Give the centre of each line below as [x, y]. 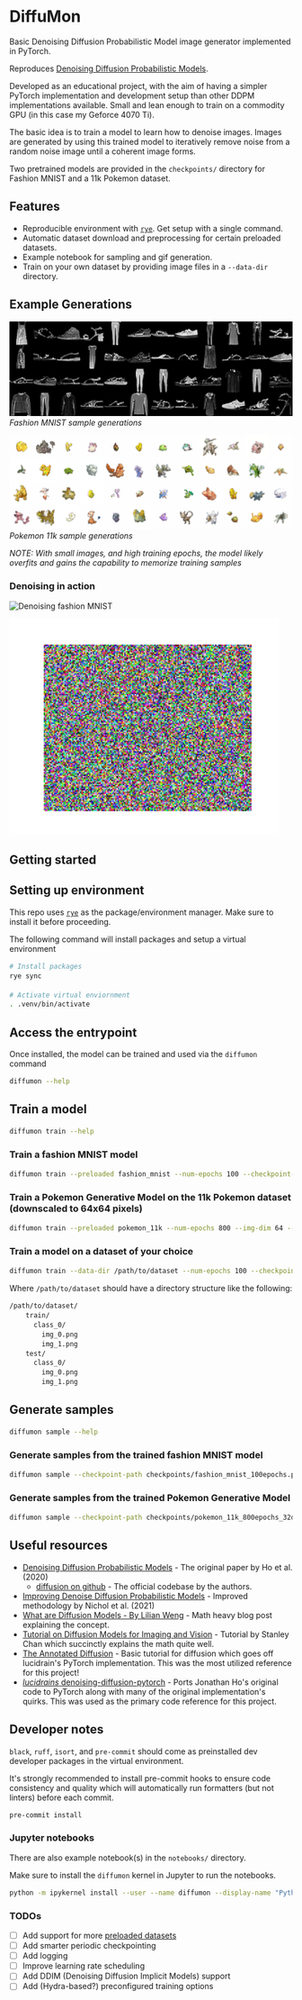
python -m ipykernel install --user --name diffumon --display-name [140, 1893]
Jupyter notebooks [52, 1838]
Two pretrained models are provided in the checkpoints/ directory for [137, 168]
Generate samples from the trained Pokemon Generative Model [150, 1498]
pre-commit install [46, 1815]
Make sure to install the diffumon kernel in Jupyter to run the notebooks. [143, 1875]
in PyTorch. [30, 50]
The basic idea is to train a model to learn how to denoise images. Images [146, 131]
